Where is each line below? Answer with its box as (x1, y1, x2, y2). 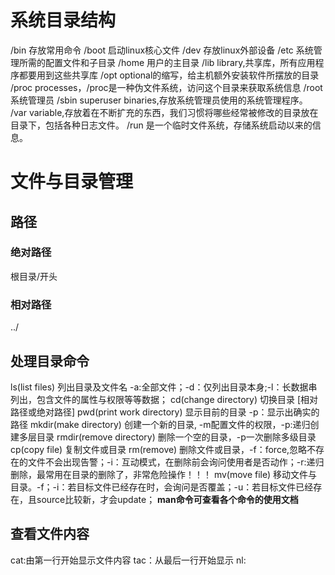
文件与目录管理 (10, 171, 134, 193)
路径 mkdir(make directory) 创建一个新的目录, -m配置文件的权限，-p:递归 (10, 418, 311, 430)
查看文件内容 (10, 526, 90, 543)
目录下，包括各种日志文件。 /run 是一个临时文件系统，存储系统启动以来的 (10, 119, 313, 131)
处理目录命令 (10, 352, 90, 370)
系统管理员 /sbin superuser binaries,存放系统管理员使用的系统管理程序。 (10, 94, 308, 106)
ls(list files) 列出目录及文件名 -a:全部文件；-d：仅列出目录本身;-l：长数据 (10, 381, 309, 393)
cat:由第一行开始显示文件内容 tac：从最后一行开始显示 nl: (10, 554, 247, 566)
